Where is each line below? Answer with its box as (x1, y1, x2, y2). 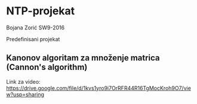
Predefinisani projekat (6, 35, 60, 42)
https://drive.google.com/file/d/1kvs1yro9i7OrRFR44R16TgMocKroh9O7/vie (6, 84, 191, 91)
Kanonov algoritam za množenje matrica (6, 53, 160, 63)
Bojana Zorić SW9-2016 (6, 24, 64, 31)
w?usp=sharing (6, 91, 45, 98)
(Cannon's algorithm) (6, 62, 88, 72)
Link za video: (6, 78, 41, 85)
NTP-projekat (6, 4, 75, 18)
